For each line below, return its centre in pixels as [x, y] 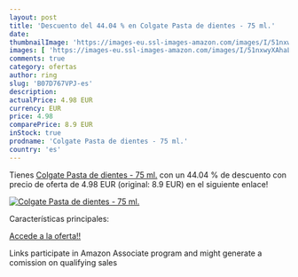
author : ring [33, 75]
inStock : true [35, 133]
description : [33, 91]
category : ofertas [43, 67]
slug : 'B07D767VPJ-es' [51, 83]
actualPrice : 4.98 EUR [51, 100]
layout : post [33, 17]
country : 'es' [35, 149]
